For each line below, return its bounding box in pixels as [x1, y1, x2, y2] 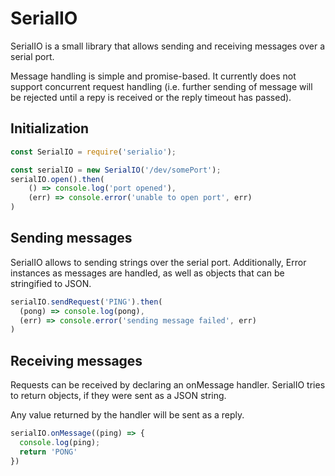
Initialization [10, 120, 90, 137]
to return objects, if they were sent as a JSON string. [10, 390, 227, 402]
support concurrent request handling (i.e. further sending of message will [10, 80, 313, 92]
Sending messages [10, 230, 133, 247]
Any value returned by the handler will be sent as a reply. [10, 409, 245, 421]
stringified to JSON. [10, 277, 92, 289]
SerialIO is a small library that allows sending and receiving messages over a [10, 40, 326, 52]
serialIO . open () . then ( [10, 174, 105, 184]
